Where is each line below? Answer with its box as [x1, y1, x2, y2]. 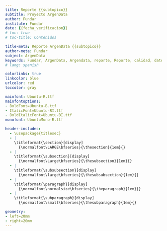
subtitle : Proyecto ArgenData [5, 12, 68, 17]
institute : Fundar [5, 21, 43, 26]
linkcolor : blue [5, 76, 39, 81]
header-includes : [5, 126, 41, 132]
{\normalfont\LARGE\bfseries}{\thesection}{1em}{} [18, 145, 126, 150]
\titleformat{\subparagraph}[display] [14, 196, 94, 201]
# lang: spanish [5, 63, 39, 68]
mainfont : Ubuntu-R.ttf [5, 94, 55, 99]
